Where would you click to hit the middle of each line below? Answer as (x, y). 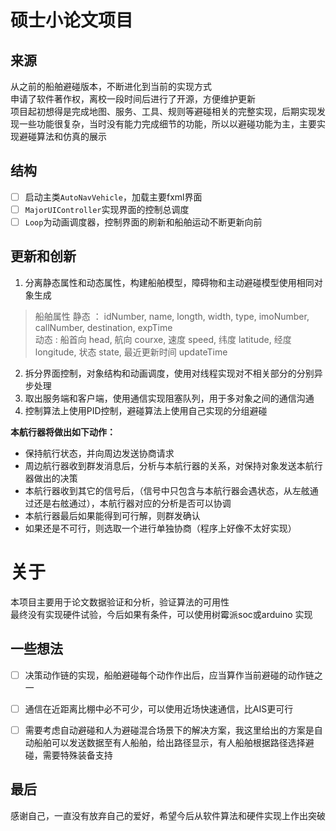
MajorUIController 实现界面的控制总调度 (107, 209)
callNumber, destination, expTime (103, 327)
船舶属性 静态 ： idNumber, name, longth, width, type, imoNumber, (172, 316)
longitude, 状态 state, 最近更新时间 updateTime (131, 352)
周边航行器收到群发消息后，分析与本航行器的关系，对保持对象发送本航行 (173, 465)
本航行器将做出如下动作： (63, 432)
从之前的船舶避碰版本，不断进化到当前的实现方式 (111, 86)
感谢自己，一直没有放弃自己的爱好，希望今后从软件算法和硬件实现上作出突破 (168, 815)
